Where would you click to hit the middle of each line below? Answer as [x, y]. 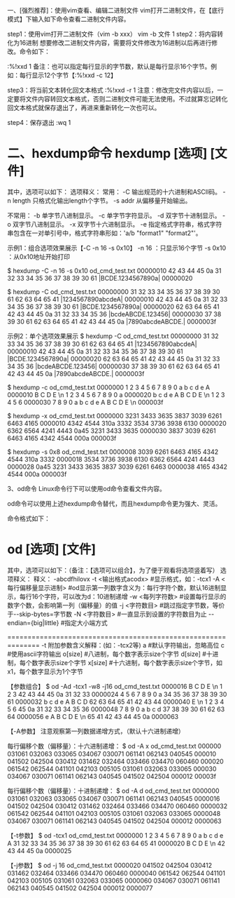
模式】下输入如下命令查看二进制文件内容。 [69, 19]
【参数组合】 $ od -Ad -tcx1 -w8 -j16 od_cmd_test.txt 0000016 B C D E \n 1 [115, 686]
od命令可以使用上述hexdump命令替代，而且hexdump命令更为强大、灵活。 [114, 503]
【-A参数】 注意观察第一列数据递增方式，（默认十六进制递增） [96, 731]
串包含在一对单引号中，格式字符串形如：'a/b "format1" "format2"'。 [105, 233]
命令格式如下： [29, 518]
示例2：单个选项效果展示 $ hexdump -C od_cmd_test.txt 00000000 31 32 [113, 336]
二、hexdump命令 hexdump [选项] [107, 154]
